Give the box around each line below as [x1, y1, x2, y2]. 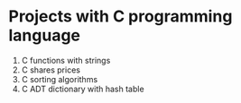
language [8, 25, 81, 46]
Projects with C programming [8, 6, 233, 27]
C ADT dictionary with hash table [21, 83, 145, 94]
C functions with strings [21, 55, 111, 65]
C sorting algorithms [21, 73, 98, 84]
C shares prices [21, 64, 80, 75]
